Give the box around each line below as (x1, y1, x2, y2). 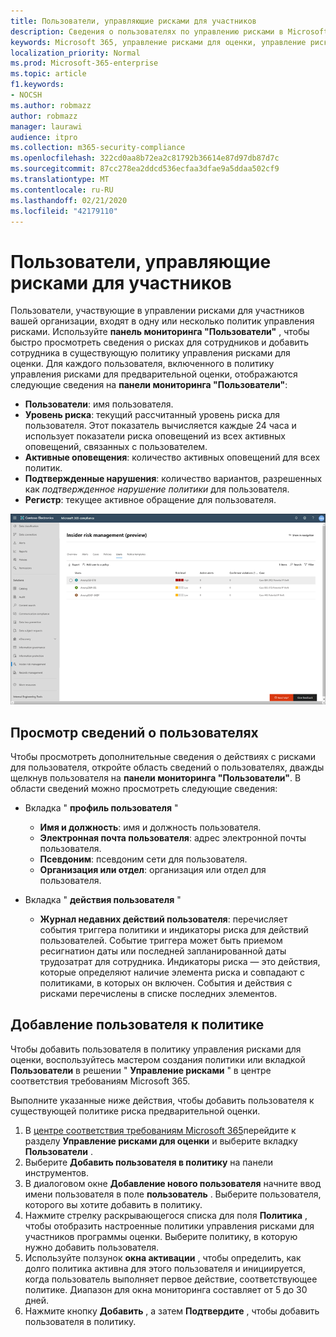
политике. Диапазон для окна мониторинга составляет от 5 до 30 (24, 1283, 308, 1295)
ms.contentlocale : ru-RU (10, 185, 114, 195)
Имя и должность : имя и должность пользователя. (39, 821, 262, 834)
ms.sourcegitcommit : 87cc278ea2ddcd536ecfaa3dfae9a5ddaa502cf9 (10, 164, 280, 174)
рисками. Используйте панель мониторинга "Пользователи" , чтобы (10, 326, 310, 338)
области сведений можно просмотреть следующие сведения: (10, 783, 278, 795)
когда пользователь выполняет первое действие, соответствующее (24, 1273, 318, 1285)
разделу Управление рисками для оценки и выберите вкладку (24, 1135, 298, 1147)
